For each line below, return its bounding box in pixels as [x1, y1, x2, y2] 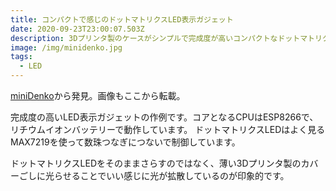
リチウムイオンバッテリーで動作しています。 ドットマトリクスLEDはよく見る [10, 124, 326, 135]
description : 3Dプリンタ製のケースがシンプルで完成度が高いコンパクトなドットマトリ [10, 33, 323, 43]
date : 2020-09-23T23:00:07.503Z [10, 24, 145, 34]
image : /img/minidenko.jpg [10, 42, 123, 53]
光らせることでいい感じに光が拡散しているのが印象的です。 [44, 170, 290, 181]
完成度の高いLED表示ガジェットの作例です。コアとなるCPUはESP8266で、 [10, 111, 319, 123]
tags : [10, 52, 33, 62]
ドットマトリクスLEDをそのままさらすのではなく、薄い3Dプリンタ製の [10, 157, 302, 169]
